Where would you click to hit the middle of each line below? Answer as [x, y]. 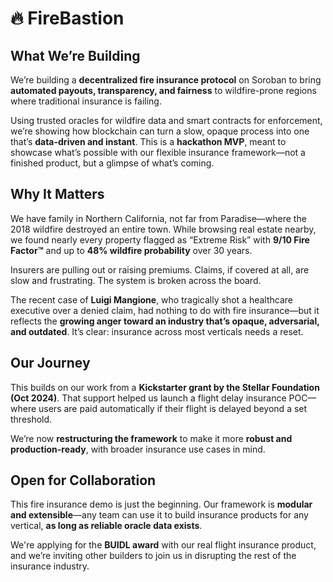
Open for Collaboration [83, 480]
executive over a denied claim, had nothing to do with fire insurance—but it [165, 310]
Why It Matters [57, 194]
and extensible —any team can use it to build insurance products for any [159, 515]
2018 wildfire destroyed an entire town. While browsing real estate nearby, [163, 229]
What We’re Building [75, 55]
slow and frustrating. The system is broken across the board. [136, 280]
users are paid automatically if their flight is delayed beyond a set [173, 408]
